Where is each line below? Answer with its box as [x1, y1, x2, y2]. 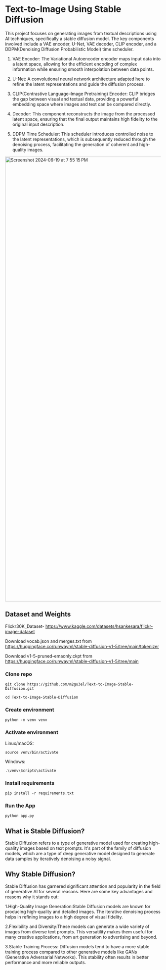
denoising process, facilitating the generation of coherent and [12, 141, 138, 147]
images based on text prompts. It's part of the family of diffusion [20, 845, 152, 851]
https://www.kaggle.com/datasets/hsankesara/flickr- [45, 623, 153, 629]
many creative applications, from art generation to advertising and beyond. [5, 934, 158, 940]
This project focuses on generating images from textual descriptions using [5, 30, 157, 36]
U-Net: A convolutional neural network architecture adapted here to [12, 76, 150, 82]
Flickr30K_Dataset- [5, 623, 44, 629]
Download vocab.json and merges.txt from [5, 638, 92, 644]
